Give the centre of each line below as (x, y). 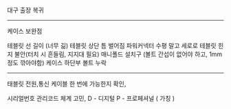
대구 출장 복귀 (26, 10)
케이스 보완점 (25, 31)
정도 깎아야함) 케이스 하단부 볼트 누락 (57, 63)
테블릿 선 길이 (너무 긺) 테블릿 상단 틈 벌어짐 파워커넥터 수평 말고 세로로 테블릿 (112, 46)
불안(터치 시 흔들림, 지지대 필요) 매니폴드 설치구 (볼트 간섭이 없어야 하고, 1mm (118, 54)
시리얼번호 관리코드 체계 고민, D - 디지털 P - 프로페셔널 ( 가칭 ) (91, 98)
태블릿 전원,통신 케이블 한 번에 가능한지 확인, (67, 84)
